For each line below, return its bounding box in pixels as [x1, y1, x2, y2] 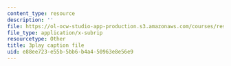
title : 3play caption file [7, 42, 85, 49]
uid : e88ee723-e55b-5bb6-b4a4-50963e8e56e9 [7, 49, 134, 56]
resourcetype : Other [7, 36, 67, 43]
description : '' [7, 16, 54, 23]
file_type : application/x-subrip [7, 29, 103, 36]
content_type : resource [7, 10, 76, 17]
